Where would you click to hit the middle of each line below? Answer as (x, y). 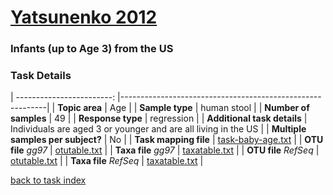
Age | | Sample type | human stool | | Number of (209, 108)
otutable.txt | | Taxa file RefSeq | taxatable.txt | (107, 161)
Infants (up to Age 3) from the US (92, 49)
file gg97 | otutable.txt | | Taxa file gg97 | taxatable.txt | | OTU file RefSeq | (165, 150)
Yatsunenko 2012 (84, 17)
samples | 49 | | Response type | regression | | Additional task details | (159, 118)
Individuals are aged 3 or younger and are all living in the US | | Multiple (158, 129)
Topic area (80, 108)
